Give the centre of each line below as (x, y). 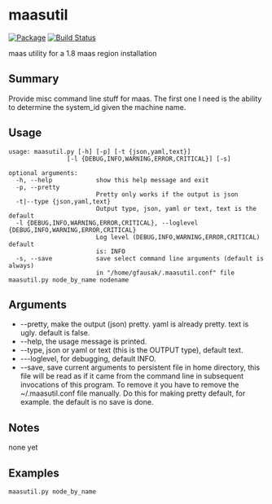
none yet (23, 447)
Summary (34, 79)
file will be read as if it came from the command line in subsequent (132, 376)
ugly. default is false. (55, 333)
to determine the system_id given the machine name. (97, 107)
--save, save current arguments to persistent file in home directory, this (140, 367)
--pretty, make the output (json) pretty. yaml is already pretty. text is (134, 324)
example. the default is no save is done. (87, 402)
